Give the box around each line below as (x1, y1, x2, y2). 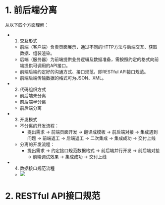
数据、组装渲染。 (19, 50, 55, 56)
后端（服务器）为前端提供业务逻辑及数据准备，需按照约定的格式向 (19, 56, 155, 62)
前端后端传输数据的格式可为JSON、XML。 (19, 75, 107, 81)
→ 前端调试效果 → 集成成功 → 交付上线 (27, 153, 107, 159)
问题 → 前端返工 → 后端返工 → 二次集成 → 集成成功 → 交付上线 (27, 135, 156, 141)
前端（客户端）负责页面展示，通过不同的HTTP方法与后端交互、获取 (19, 44, 158, 50)
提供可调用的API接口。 (24, 63, 70, 68)
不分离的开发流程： (19, 123, 59, 129)
